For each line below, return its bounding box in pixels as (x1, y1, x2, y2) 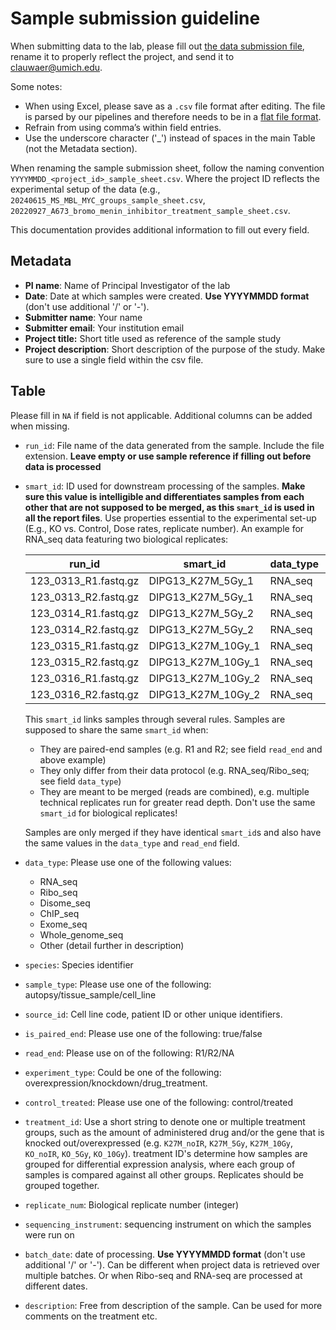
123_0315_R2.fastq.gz (29, 655, 140, 669)
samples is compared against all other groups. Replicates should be (24, 1168, 304, 1181)
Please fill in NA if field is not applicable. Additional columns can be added (10, 409, 313, 421)
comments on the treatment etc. (24, 1310, 158, 1322)
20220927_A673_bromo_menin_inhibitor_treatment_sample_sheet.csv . (10, 204, 291, 216)
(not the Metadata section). (24, 142, 138, 154)
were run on (24, 1228, 75, 1241)
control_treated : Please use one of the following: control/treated (24, 1096, 293, 1108)
